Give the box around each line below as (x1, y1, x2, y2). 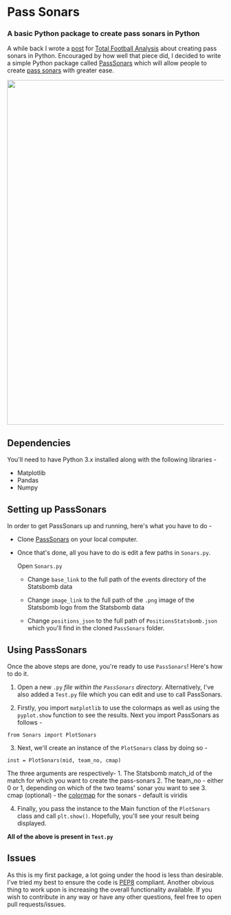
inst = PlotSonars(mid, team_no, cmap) (7, 756, 122, 764)
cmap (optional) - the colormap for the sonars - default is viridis (7, 791, 188, 799)
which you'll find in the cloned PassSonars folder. (27, 624, 165, 632)
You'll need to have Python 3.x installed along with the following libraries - (7, 456, 217, 464)
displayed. (16, 818, 47, 827)
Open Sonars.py (16, 562, 63, 570)
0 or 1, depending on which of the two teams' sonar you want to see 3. (7, 783, 207, 792)
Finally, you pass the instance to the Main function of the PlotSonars (16, 804, 211, 812)
